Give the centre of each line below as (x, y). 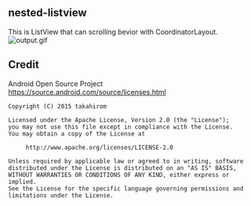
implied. (22, 182)
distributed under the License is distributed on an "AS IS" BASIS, (122, 168)
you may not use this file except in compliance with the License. (121, 127)
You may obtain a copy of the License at (77, 134)
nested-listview (48, 13)
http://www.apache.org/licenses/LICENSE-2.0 (100, 147)
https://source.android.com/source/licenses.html (87, 92)
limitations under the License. (61, 195)
